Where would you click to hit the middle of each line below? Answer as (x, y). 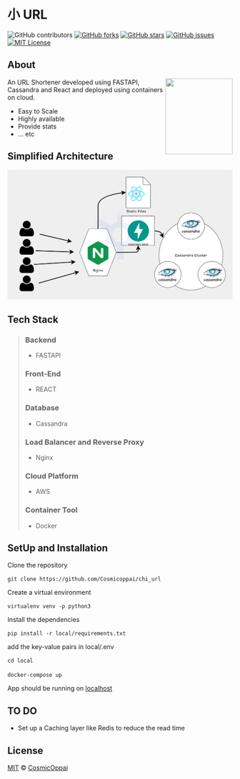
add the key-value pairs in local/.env (61, 647)
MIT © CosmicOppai (38, 768)
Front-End (43, 374)
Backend (41, 340)
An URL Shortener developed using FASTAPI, (74, 82)
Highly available (41, 119)
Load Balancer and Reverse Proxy (84, 442)
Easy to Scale (38, 111)
